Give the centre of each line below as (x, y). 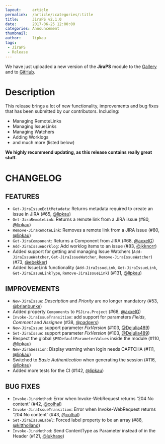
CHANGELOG (33, 178)
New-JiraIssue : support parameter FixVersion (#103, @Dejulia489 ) (81, 328)
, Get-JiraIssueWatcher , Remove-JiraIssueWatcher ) (100, 257)
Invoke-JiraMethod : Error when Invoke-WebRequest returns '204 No (83, 399)
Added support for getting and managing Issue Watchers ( (73, 251)
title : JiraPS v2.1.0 (33, 19)
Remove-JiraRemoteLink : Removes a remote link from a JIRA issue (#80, (86, 230)
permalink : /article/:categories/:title (49, 15)
